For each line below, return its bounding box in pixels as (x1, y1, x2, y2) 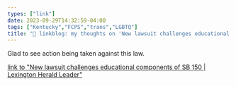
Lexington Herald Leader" (7, 70, 83, 79)
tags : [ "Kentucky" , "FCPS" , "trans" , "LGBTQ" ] (7, 23, 138, 30)
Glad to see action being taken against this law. (7, 49, 145, 58)
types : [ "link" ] (7, 10, 55, 18)
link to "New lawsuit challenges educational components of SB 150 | (7, 63, 206, 71)
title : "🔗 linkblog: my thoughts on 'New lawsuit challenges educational (7, 30, 230, 37)
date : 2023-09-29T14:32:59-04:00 (7, 17, 106, 24)
